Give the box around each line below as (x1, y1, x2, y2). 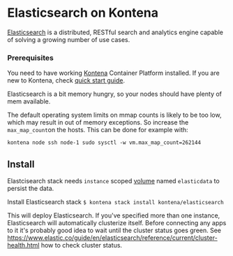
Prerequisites (7, 52, 54, 62)
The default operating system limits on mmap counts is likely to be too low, (7, 111, 222, 120)
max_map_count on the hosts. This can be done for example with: (7, 126, 188, 134)
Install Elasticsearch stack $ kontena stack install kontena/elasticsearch (7, 198, 225, 206)
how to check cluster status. (40, 241, 123, 250)
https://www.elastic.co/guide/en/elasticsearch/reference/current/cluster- (7, 234, 218, 242)
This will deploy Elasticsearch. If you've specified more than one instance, (7, 211, 220, 220)
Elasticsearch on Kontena (7, 5, 159, 21)
